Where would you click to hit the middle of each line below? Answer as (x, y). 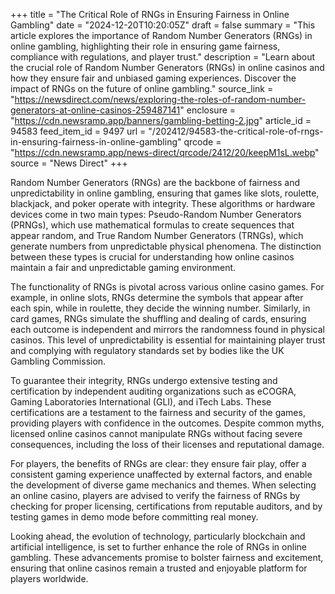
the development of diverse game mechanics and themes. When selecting (163, 485)
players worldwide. (49, 578)
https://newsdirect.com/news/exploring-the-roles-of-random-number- (160, 99)
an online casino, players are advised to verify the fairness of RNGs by (155, 495)
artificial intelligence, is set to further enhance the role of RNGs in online (158, 547)
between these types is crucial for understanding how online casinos (152, 257)
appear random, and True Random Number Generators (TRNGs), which (157, 235)
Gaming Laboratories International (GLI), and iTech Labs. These (141, 402)
